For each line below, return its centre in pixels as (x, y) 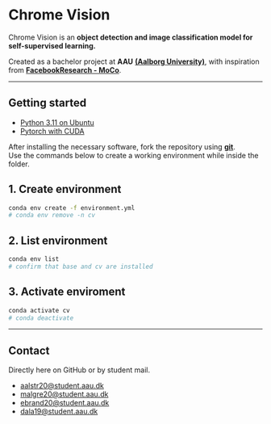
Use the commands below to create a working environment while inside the (133, 155)
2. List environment (58, 240)
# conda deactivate (41, 318)
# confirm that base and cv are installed (81, 267)
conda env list (34, 259)
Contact (29, 350)
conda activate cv (39, 310)
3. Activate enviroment (67, 292)
